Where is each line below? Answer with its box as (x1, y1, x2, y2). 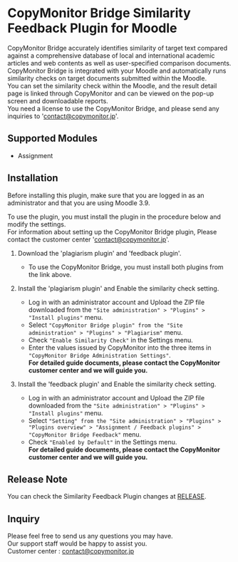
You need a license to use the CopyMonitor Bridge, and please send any (7, 104, 219, 113)
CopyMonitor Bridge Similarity (7, 5, 191, 21)
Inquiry (7, 513, 41, 525)
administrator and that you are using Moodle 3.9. (7, 198, 150, 207)
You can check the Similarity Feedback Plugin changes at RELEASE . (7, 492, 207, 501)
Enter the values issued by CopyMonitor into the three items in (28, 343, 212, 352)
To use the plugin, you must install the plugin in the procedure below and (7, 212, 221, 221)
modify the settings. (7, 219, 66, 229)
